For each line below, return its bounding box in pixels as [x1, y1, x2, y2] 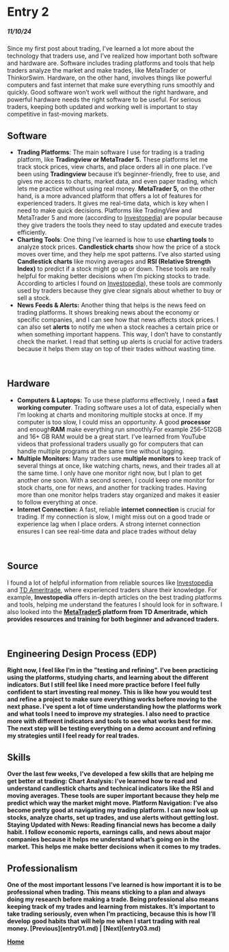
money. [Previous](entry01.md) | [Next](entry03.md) [7, 925, 161, 933]
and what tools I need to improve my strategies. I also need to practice [7, 710, 210, 718]
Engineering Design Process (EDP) [7, 648, 157, 659]
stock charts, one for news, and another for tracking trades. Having [16, 483, 207, 491]
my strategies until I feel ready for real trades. [7, 731, 140, 740]
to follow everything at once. [16, 498, 98, 506]
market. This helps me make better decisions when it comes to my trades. [7, 842, 221, 851]
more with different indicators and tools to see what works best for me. [7, 717, 213, 725]
